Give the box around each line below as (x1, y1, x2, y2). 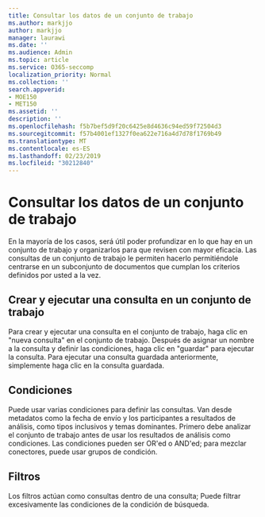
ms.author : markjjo (8, 19, 73, 27)
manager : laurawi (8, 33, 66, 42)
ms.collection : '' (8, 78, 69, 86)
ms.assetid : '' (8, 108, 59, 116)
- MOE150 (8, 93, 37, 101)
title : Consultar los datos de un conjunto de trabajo (8, 11, 194, 20)
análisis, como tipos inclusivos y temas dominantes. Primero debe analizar (8, 422, 252, 431)
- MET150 (8, 100, 37, 108)
